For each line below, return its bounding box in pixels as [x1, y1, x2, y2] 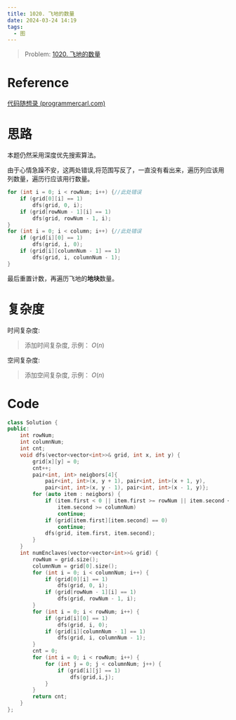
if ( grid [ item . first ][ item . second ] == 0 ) [44, 517, 169, 524]
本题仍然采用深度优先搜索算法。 [7, 151, 100, 159]
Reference [7, 75, 69, 91]
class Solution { [7, 419, 58, 426]
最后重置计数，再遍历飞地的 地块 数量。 [7, 274, 118, 282]
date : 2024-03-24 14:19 [7, 17, 77, 24]
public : [7, 426, 30, 433]
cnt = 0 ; [32, 648, 58, 655]
